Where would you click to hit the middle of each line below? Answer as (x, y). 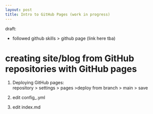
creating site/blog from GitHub (70, 58)
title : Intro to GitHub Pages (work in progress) (58, 14)
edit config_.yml (29, 98)
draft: (11, 28)
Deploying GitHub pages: (38, 83)
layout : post (19, 10)
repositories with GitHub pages (71, 69)
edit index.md (26, 107)
